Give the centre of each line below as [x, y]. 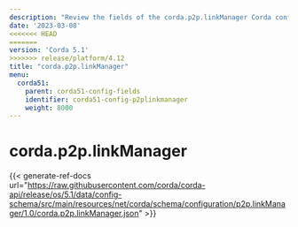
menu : [19, 75]
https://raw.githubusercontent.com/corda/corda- [116, 185]
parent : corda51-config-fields [83, 91]
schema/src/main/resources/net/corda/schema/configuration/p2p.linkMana [148, 204]
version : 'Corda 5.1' [49, 50]
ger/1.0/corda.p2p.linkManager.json [74, 214]
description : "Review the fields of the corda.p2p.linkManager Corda [141, 17]
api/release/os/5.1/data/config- [66, 194]
